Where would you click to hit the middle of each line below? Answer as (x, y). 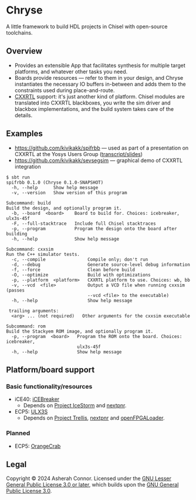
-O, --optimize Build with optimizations (81, 275)
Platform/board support (50, 369)
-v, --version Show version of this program (69, 192)
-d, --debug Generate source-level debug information (101, 265)
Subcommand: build (28, 203)
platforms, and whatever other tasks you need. (71, 72)
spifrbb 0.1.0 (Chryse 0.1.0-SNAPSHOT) (55, 183)
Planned (18, 433)
